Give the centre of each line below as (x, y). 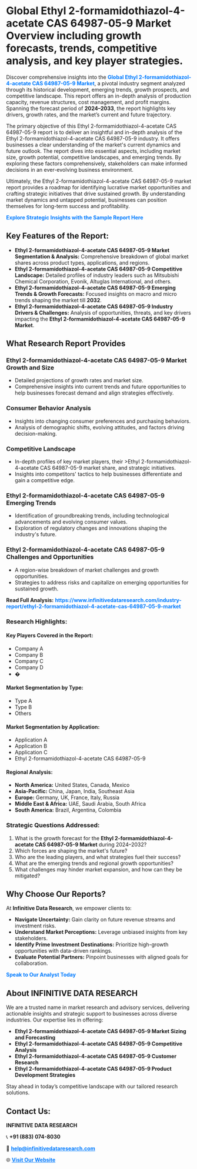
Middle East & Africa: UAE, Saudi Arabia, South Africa (80, 804)
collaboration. (31, 963)
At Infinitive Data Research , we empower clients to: (69, 908)
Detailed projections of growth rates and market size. (79, 380)
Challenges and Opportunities (50, 557)
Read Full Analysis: (30, 600)
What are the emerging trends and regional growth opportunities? (94, 863)
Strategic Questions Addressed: (53, 826)
